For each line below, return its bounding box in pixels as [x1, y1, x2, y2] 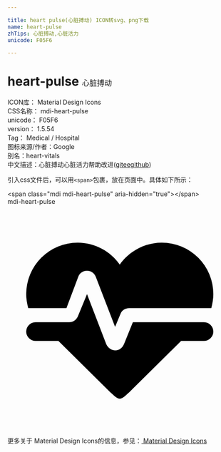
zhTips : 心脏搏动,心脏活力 [7, 30, 79, 37]
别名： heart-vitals [7, 151, 61, 160]
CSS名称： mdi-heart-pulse [7, 107, 89, 115]
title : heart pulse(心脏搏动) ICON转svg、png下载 [7, 16, 150, 24]
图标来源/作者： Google [7, 143, 75, 151]
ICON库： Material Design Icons [7, 98, 101, 107]
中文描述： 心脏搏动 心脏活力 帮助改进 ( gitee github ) [7, 160, 152, 169]
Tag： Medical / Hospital [7, 133, 80, 143]
